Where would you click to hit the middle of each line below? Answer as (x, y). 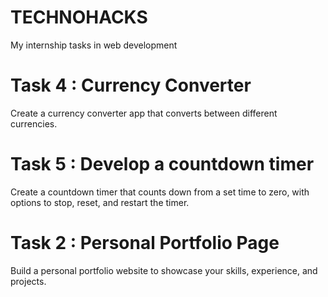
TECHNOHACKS (79, 17)
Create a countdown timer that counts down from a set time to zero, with (160, 192)
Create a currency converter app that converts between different (144, 113)
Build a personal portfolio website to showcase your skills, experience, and (164, 270)
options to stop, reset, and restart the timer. (100, 202)
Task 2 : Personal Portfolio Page (145, 243)
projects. (28, 281)
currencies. (34, 123)
